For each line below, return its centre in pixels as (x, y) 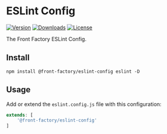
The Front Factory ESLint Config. (46, 39)
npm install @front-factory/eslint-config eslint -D (73, 71)
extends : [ (20, 115)
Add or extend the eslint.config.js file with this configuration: (84, 104)
